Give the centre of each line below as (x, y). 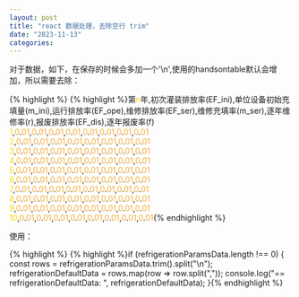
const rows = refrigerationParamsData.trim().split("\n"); (111, 264)
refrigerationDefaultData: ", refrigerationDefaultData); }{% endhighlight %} (146, 283)
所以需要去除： (52, 81)
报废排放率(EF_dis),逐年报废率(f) (95, 122)
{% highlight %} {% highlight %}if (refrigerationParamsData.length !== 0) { (147, 254)
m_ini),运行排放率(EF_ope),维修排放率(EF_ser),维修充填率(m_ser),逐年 (155, 111)
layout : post (34, 17)
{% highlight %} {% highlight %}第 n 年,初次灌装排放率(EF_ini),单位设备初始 (145, 100)
